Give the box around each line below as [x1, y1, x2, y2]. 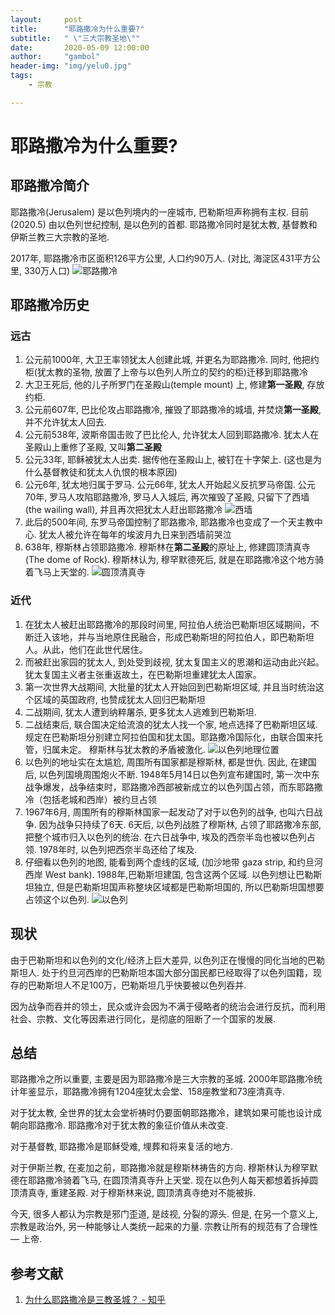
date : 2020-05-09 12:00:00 [10, 42, 150, 53]
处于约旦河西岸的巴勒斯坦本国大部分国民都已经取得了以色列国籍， [41, 966, 313, 978]
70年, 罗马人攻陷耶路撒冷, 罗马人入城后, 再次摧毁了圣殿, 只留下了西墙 [24, 491, 310, 503]
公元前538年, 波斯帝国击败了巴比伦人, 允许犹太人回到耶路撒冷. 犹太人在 [24, 429, 320, 441]
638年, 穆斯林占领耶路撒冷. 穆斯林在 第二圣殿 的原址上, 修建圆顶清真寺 [24, 541, 311, 553]
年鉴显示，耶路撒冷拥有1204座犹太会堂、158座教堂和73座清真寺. [18, 1086, 286, 1098]
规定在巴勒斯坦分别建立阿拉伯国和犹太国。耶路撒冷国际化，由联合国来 [24, 731, 315, 743]
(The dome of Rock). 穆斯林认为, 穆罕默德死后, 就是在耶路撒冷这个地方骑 [24, 554, 325, 566]
